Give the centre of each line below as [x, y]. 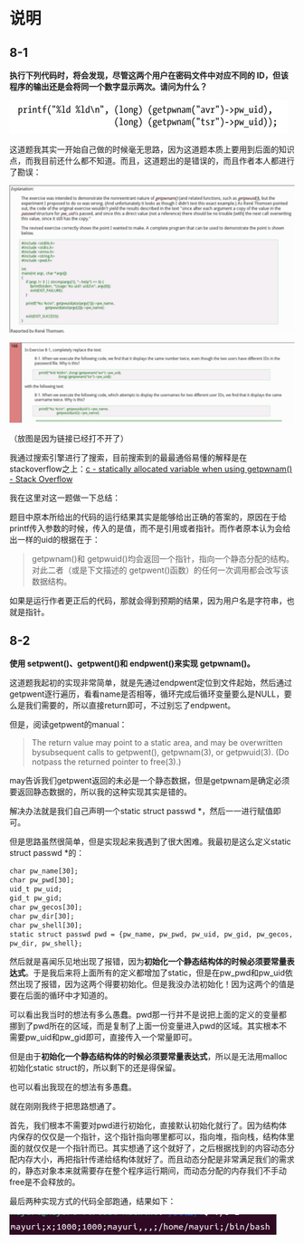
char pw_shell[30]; [46, 926]
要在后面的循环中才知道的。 [61, 995]
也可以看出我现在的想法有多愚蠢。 [73, 1087]
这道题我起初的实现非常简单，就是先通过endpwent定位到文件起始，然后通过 [151, 683]
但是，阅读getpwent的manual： [68, 725]
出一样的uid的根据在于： [55, 539]
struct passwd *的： [47, 853]
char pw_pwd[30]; [42, 880]
